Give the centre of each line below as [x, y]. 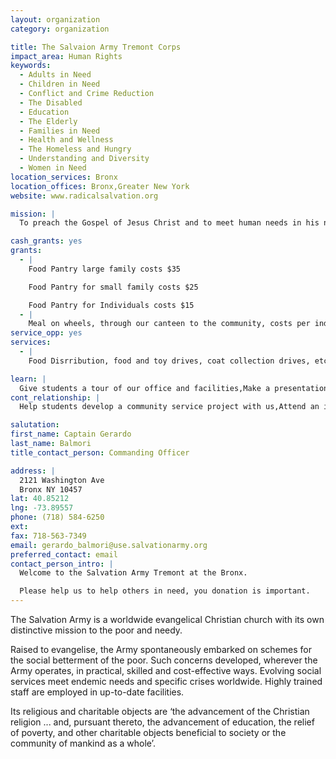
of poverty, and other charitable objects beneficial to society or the [148, 732]
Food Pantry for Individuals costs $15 [111, 305]
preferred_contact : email [64, 554]
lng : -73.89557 [42, 508]
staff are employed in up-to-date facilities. [97, 692]
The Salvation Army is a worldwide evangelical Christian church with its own [167, 619]
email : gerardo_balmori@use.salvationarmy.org [109, 545]
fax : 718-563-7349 [48, 536]
